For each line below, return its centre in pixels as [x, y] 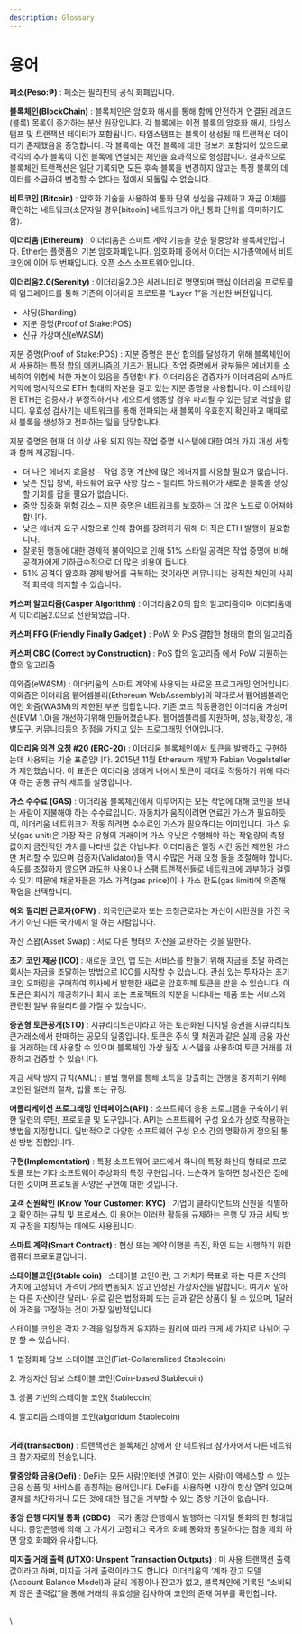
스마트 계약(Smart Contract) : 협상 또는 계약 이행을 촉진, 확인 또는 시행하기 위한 [151, 1245]
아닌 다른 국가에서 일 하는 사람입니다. [91, 921]
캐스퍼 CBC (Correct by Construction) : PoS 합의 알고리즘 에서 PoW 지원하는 [149, 653]
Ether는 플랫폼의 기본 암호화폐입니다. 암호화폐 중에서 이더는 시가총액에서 [149, 251]
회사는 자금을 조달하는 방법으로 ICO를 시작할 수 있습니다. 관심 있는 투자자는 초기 [150, 971]
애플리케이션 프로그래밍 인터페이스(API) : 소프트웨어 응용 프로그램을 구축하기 [144, 1108]
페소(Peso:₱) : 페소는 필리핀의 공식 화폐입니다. [92, 92]
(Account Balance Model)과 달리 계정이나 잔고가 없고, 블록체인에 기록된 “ [140, 1582]
